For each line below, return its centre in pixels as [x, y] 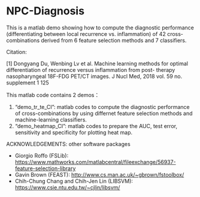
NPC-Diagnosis [46, 11]
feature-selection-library [45, 168]
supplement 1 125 [28, 83]
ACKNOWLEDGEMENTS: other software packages [68, 144]
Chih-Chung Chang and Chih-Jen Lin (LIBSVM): [74, 181]
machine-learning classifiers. [51, 119]
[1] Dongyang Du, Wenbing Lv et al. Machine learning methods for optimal [97, 63]
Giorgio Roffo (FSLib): [42, 155]
